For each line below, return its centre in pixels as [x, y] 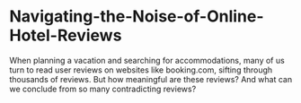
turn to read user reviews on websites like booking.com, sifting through [141, 70]
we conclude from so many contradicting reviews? [103, 89]
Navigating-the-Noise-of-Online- [137, 17]
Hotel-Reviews [66, 35]
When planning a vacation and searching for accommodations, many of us [147, 60]
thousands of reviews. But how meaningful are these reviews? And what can [151, 79]
